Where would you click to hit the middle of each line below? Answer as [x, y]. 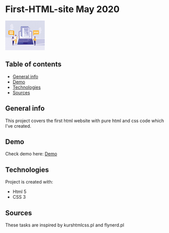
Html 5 [19, 192]
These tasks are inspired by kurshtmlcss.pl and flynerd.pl [65, 225]
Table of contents [33, 64]
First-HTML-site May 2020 [63, 9]
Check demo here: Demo [31, 154]
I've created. [18, 126]
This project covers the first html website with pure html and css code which [84, 121]
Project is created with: [29, 182]
